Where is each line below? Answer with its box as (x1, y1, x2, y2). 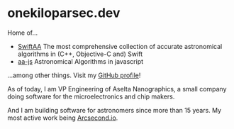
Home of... (7, 28, 38, 37)
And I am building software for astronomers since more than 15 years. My (7, 106, 222, 114)
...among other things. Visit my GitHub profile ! (7, 71, 141, 79)
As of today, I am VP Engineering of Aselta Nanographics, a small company (7, 84, 227, 93)
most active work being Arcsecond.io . (7, 113, 118, 122)
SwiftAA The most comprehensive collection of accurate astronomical (17, 42, 223, 50)
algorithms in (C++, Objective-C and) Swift (17, 50, 143, 58)
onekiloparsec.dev (7, 5, 121, 21)
